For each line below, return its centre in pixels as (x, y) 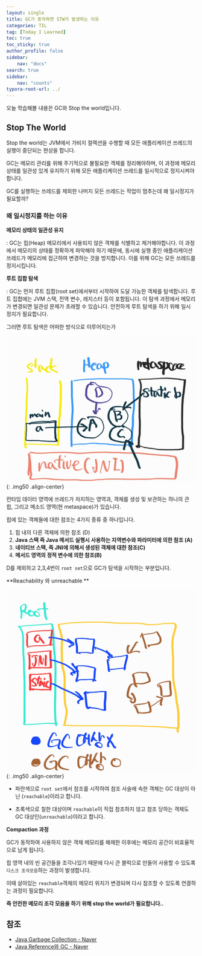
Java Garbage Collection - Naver (56, 939)
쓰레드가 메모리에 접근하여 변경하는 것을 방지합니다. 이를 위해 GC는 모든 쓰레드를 (101, 258)
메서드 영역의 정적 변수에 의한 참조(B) (58, 555)
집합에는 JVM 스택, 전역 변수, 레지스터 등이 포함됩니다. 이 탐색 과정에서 (96, 299)
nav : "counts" (35, 83)
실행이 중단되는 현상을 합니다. (41, 150)
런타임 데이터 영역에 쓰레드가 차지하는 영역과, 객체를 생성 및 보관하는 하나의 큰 (98, 499)
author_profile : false (35, 51)
